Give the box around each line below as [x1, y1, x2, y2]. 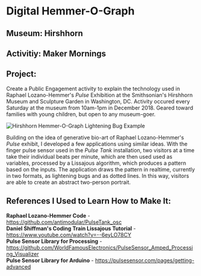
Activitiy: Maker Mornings [6, 48, 107, 58]
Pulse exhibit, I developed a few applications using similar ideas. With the [6, 140, 188, 147]
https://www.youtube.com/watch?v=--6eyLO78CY [6, 231, 131, 238]
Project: [6, 69, 37, 79]
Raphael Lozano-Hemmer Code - [6, 212, 90, 219]
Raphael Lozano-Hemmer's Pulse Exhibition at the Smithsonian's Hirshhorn [6, 91, 193, 99]
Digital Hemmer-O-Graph [6, 4, 135, 18]
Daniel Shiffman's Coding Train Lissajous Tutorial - [6, 224, 137, 232]
